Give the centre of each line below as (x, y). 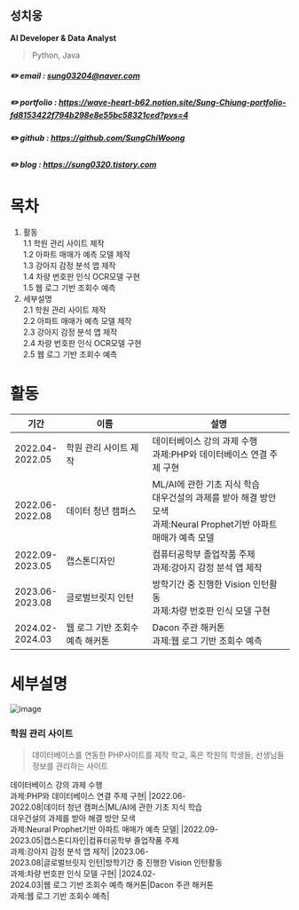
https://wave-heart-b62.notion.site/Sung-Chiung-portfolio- (172, 102)
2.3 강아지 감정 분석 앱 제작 (70, 332)
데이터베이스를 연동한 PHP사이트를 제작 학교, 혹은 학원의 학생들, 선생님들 (158, 755)
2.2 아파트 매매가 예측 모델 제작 (77, 321)
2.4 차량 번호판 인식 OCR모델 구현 (82, 344)
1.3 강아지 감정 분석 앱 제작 (69, 265)
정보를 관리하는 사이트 (70, 765)
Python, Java (56, 55)
